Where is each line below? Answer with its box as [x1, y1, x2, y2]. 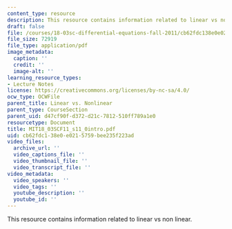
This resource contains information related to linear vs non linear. [7, 215, 193, 223]
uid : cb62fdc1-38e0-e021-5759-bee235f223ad [7, 132, 135, 139]
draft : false [7, 23, 45, 30]
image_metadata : [7, 49, 54, 56]
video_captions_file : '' [13, 151, 85, 159]
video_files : [7, 139, 45, 146]
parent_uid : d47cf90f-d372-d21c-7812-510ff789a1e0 [7, 112, 156, 119]
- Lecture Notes [7, 81, 54, 88]
